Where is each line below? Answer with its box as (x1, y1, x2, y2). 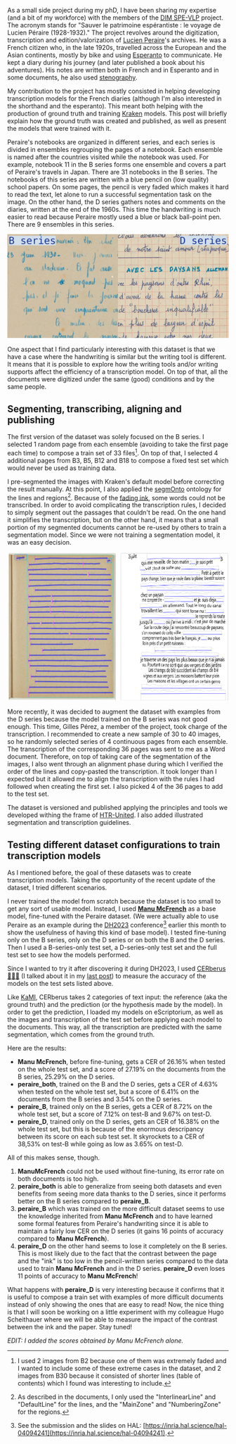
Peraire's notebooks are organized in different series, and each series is (7, 138, 216, 146)
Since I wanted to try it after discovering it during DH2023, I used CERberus (7, 964, 226, 973)
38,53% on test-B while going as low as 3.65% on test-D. (17, 1139, 184, 1148)
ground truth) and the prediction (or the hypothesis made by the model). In (7, 1000, 223, 1008)
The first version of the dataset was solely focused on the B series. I (7, 433, 205, 441)
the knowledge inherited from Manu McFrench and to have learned (17, 1212, 213, 1220)
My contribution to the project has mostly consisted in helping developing (7, 87, 221, 95)
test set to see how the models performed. (7, 950, 131, 959)
